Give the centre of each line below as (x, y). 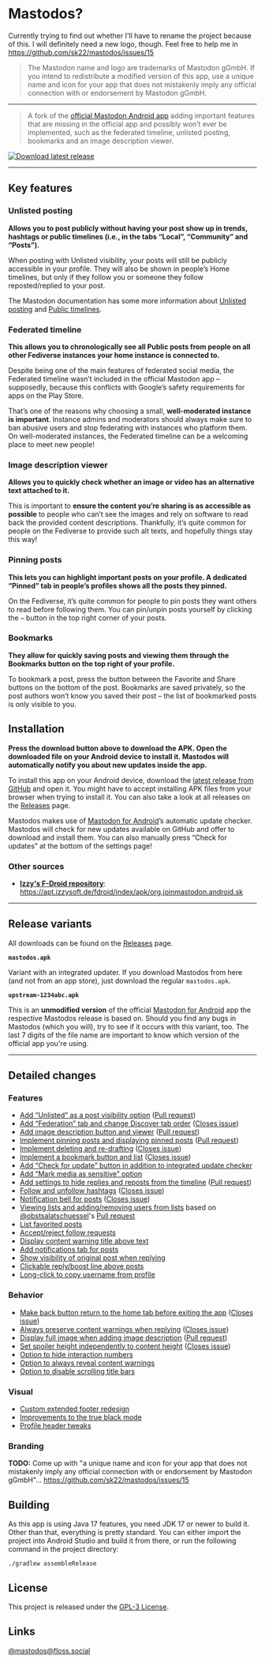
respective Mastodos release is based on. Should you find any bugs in (122, 1018)
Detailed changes (52, 1076)
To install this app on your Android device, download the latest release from (131, 780)
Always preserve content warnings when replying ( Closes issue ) (124, 1329)
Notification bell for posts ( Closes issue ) (85, 1199)
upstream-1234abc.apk (44, 995)
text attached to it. (39, 491)
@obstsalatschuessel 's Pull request (77, 1216)
